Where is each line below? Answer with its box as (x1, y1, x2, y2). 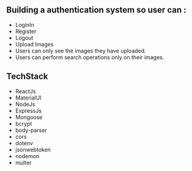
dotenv (15, 139, 34, 147)
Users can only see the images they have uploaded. (15, 47, 146, 54)
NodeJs (15, 100, 35, 107)
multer (15, 159, 32, 166)
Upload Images (15, 40, 54, 48)
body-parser (15, 126, 47, 134)
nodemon (15, 152, 40, 159)
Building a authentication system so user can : (6, 5, 186, 15)
